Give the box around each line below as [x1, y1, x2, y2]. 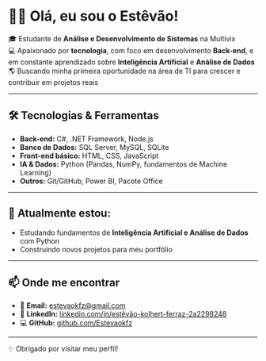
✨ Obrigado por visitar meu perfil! [8, 344, 119, 354]
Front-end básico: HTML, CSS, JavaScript [19, 151, 159, 160]
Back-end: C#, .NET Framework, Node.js [19, 134, 154, 144]
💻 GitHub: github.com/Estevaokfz [19, 318, 133, 328]
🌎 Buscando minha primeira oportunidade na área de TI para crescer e [8, 66, 241, 75]
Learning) [19, 167, 51, 177]
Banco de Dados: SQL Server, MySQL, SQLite [19, 142, 169, 152]
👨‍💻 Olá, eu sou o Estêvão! [8, 7, 179, 25]
